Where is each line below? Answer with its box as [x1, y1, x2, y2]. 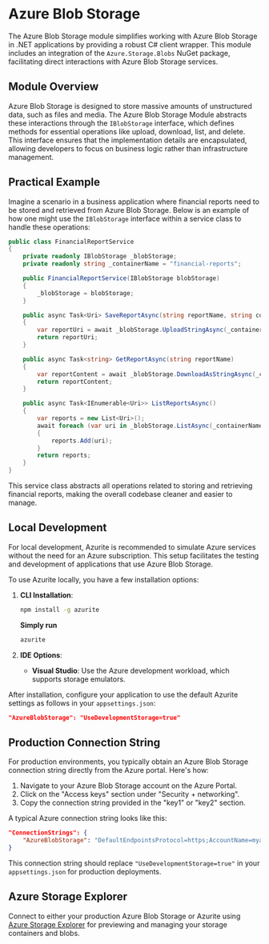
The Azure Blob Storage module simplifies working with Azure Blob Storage [8, 31, 258, 41]
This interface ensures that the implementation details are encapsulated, [8, 135, 247, 145]
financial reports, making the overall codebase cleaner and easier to [8, 490, 233, 499]
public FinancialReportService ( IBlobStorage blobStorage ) [22, 274, 220, 282]
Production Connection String [8, 735, 161, 749]
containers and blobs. [8, 928, 80, 938]
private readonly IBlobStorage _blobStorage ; [22, 253, 178, 261]
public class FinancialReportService [8, 238, 134, 246]
